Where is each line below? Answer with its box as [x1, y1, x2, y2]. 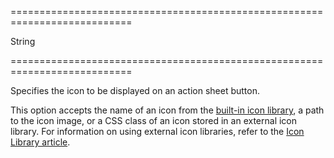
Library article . [10, 136, 71, 148]
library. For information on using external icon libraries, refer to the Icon [10, 126, 305, 137]
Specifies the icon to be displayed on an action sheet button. [10, 85, 260, 96]
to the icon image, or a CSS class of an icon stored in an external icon [10, 115, 298, 126]
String [10, 36, 36, 47]
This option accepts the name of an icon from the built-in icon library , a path [10, 104, 325, 116]
